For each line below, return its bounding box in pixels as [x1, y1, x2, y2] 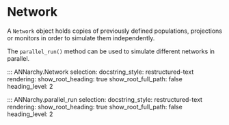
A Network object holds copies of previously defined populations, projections [7, 27, 223, 35]
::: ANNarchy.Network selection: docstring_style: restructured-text [7, 68, 194, 76]
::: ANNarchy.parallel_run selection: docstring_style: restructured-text [7, 95, 203, 103]
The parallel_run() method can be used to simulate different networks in [7, 47, 215, 55]
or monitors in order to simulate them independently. [7, 33, 155, 42]
